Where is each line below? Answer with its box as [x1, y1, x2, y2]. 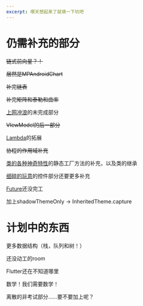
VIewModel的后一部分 [6, 121, 60, 128]
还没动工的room [6, 254, 46, 262]
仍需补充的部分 [6, 37, 80, 50]
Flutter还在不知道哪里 [6, 268, 59, 275]
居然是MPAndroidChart [6, 70, 63, 77]
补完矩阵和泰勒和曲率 [6, 95, 59, 103]
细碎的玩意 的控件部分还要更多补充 [6, 172, 90, 179]
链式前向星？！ [6, 58, 43, 65]
